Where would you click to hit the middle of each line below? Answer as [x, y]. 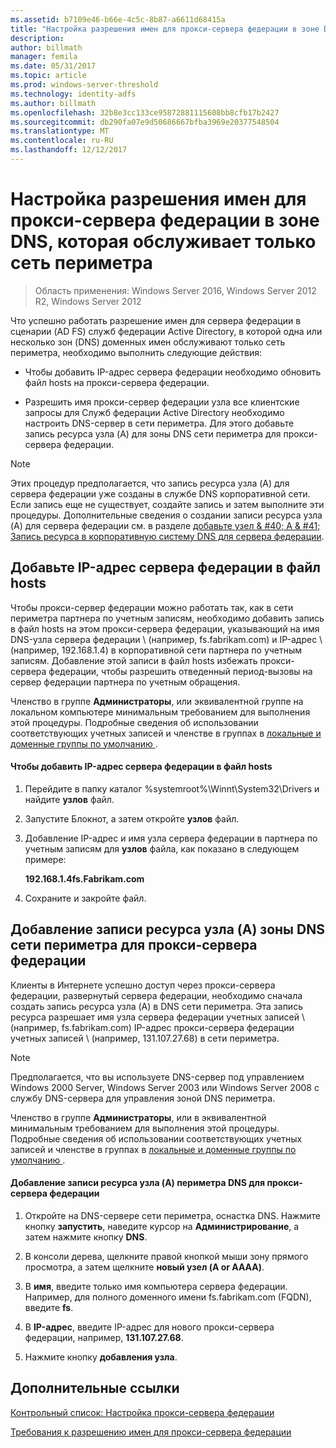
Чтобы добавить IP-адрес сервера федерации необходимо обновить [173, 372]
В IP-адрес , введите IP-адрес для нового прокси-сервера [149, 1327]
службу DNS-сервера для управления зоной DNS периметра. [143, 1098]
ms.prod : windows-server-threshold [84, 85]
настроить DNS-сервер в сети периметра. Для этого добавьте [159, 423]
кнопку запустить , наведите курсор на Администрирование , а [162, 1226]
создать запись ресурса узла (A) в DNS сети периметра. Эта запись [156, 1006]
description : [37, 38]
